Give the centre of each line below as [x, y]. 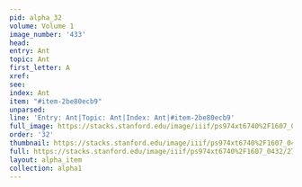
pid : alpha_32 [36, 18]
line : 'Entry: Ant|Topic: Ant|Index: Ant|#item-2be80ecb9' [122, 118]
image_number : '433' [48, 34]
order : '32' [31, 135]
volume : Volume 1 [42, 26]
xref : [19, 76]
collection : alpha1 [46, 168]
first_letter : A [40, 68]
